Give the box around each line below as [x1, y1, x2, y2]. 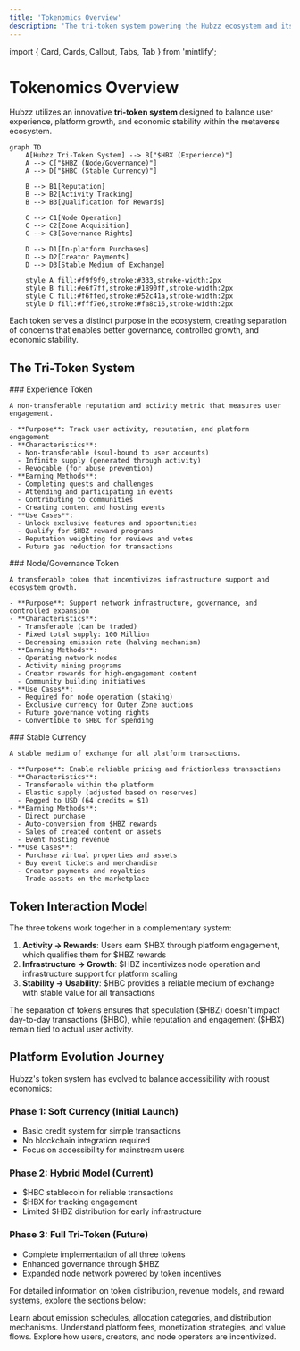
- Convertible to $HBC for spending [17, 717, 154, 726]
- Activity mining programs [17, 661, 122, 671]
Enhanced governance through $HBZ [21, 1258, 160, 1269]
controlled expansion [9, 607, 90, 616]
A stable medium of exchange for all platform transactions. [9, 749, 242, 759]
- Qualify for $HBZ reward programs [17, 527, 154, 536]
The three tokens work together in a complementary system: [9, 922, 232, 933]
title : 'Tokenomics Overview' [9, 13, 122, 22]
